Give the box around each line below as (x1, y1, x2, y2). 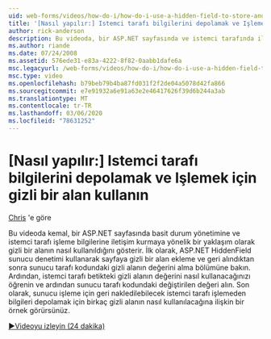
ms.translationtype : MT (8, 94, 89, 103)
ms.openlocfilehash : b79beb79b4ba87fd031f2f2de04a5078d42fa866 (8, 79, 226, 87)
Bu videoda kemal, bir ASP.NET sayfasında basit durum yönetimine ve (8, 228, 240, 238)
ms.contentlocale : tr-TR (8, 102, 92, 110)
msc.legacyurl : (8, 65, 60, 73)
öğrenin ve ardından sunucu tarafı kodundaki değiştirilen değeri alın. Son (8, 279, 250, 289)
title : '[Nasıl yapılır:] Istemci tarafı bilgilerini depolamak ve (8, 19, 240, 27)
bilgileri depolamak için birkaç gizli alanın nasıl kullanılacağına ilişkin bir (8, 296, 244, 307)
